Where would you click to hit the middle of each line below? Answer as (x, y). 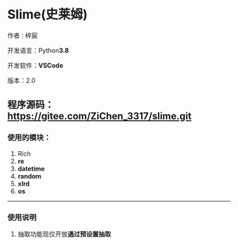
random (29, 176)
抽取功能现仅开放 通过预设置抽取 (64, 234)
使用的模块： (29, 138)
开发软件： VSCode (35, 65)
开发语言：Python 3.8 (38, 50)
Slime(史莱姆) (47, 14)
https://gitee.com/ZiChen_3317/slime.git (100, 116)
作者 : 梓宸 (22, 35)
